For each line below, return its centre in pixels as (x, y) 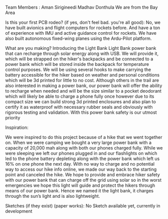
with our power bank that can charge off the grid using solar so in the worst (83, 180)
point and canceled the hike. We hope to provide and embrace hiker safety (82, 175)
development (19, 211)
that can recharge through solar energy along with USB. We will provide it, (82, 53)
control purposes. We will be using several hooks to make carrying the (78, 69)
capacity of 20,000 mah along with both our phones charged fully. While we (84, 148)
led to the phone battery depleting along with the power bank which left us (82, 159)
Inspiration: (17, 127)
